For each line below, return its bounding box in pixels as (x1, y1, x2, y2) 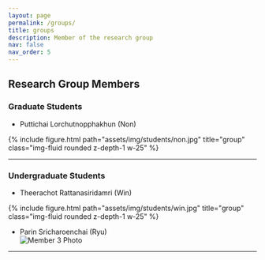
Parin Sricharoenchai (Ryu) (19, 227, 108, 236)
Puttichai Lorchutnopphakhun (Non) (19, 119, 136, 129)
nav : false (8, 41, 44, 49)
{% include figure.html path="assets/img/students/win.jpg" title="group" (8, 203, 244, 213)
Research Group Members (8, 77, 140, 91)
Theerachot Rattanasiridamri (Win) (19, 187, 132, 198)
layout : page (8, 11, 51, 20)
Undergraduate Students (8, 170, 106, 181)
